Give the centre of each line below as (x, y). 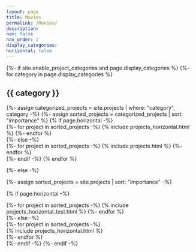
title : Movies (24, 17)
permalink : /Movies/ (32, 23)
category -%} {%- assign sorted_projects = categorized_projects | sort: (95, 114)
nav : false (20, 34)
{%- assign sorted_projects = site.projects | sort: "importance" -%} (89, 182)
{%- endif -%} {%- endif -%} (42, 243)
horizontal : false (29, 51)
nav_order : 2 (22, 40)
